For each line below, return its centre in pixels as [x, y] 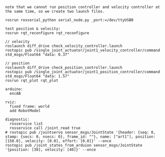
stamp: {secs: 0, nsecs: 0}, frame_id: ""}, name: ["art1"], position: [80, 137]
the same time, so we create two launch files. [55, 11]
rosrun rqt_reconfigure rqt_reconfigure [47, 33]
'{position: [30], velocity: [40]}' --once [51, 150]
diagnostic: [17, 119]
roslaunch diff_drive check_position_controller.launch [64, 68]
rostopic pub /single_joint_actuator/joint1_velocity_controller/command [83, 50]
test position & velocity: [33, 29]
